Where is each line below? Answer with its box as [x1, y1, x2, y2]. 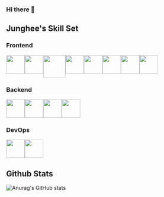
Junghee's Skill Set [6, 24, 79, 34]
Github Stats [6, 169, 53, 179]
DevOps [6, 125, 30, 134]
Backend [6, 85, 33, 93]
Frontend [6, 41, 33, 50]
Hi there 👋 [6, 5, 36, 14]
